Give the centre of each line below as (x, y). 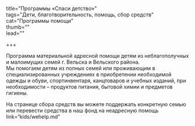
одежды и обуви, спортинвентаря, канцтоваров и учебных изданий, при (96, 80)
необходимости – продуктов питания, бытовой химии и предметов (89, 87)
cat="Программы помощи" (40, 21)
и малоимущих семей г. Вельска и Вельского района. (73, 62)
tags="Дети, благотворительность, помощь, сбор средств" (80, 15)
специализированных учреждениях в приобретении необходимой (89, 74)
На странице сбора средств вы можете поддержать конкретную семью (96, 104)
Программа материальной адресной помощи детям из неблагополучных (97, 56)
